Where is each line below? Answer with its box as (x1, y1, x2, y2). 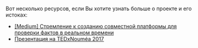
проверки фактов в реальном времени (14, 29, 114, 36)
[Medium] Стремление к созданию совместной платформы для (14, 23, 177, 30)
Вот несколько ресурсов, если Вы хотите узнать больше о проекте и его (5, 5, 192, 12)
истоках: (5, 11, 28, 18)
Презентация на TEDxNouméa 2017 (14, 36, 104, 42)
